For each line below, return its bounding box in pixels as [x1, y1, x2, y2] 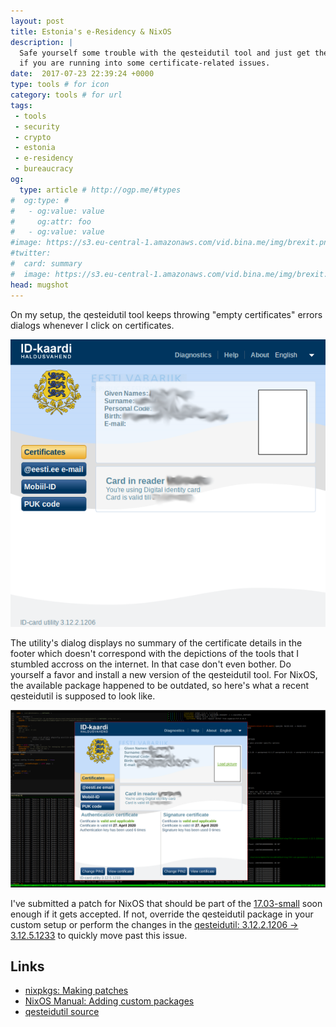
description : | [10, 37, 74, 47]
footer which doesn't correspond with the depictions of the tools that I [10, 648, 300, 660]
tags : [10, 100, 33, 110]
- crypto [14, 132, 52, 142]
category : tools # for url [10, 90, 123, 100]
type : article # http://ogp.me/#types [19, 185, 182, 195]
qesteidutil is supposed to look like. [10, 690, 156, 702]
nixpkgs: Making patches [24, 985, 129, 997]
